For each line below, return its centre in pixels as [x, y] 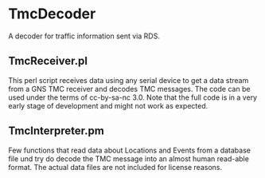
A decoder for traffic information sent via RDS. [84, 36]
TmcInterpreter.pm [57, 131]
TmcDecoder [52, 14]
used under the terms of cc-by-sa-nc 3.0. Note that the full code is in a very [132, 97]
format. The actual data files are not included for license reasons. [115, 167]
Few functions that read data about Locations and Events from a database [129, 150]
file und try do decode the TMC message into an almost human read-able [129, 158]
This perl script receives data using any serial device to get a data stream [129, 80]
